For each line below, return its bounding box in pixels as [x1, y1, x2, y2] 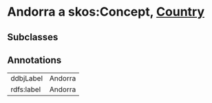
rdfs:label [10, 85, 41, 94]
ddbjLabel [10, 74, 43, 83]
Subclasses [7, 31, 59, 43]
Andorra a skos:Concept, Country [7, 4, 205, 20]
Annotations [7, 54, 62, 65]
